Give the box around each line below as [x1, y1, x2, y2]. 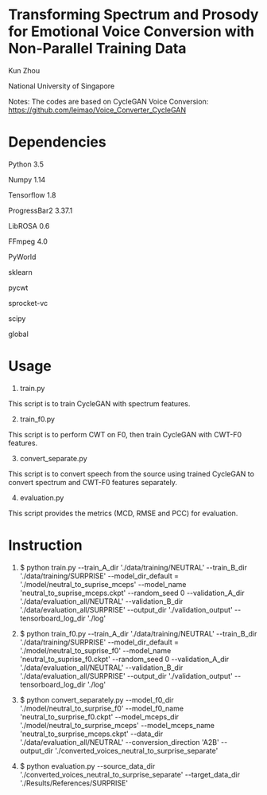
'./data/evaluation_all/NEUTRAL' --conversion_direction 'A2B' [19, 737, 220, 746]
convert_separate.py [19, 453, 87, 463]
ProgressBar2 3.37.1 [8, 206, 73, 215]
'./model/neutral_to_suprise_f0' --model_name [19, 645, 172, 655]
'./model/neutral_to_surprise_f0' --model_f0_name [19, 703, 184, 713]
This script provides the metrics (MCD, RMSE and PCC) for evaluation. [8, 508, 238, 518]
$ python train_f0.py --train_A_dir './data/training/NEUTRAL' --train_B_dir [19, 629, 257, 638]
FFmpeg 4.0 [8, 237, 48, 246]
